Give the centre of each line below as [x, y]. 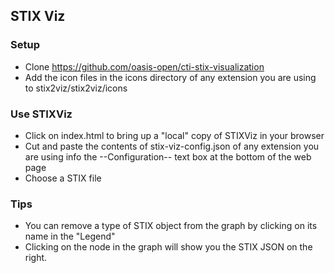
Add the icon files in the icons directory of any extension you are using [170, 77]
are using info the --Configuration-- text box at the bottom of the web [168, 156]
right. [36, 258]
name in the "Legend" [70, 236]
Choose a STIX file [63, 178]
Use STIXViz [41, 114]
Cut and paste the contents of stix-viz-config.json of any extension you [172, 146]
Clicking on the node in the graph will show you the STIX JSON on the [168, 247]
